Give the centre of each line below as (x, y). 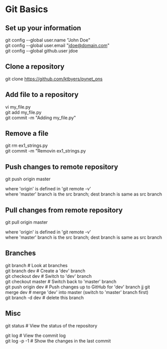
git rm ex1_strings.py (26, 145)
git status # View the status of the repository (51, 326)
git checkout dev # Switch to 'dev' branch (49, 276)
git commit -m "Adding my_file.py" (41, 118)
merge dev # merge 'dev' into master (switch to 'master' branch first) (77, 292)
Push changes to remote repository (62, 167)
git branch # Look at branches (36, 265)
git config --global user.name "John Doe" (48, 40)
